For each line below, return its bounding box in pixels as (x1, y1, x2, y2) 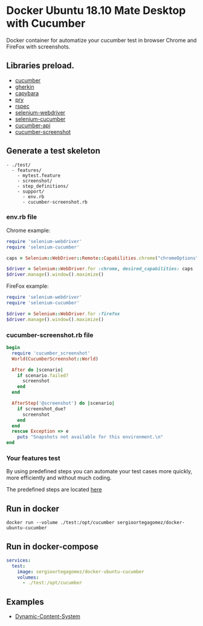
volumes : (17, 574, 39, 581)
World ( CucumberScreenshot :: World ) (11, 356, 98, 362)
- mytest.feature (17, 172, 61, 179)
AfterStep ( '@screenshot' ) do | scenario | (11, 401, 115, 407)
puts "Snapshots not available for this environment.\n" (17, 434, 164, 440)
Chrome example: (6, 227, 51, 234)
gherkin (14, 83, 34, 90)
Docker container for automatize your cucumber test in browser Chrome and (6, 36, 197, 44)
